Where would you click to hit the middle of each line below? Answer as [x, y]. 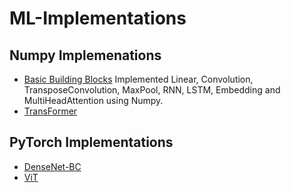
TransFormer [50, 111]
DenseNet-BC [52, 166]
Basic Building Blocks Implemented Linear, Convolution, [138, 79]
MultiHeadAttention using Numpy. [93, 100]
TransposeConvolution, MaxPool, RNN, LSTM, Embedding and [152, 90]
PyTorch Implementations [91, 142]
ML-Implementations [98, 18]
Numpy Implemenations [85, 55]
